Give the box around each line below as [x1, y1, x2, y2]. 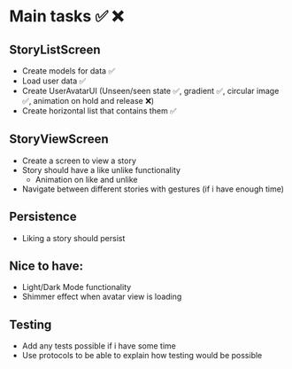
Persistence [9, 209, 77, 224]
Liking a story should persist [21, 232, 126, 243]
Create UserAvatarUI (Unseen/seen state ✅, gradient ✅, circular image [21, 86, 280, 96]
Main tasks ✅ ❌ [9, 6, 124, 27]
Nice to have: [9, 259, 84, 274]
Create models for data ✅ [21, 66, 115, 76]
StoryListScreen [9, 42, 101, 57]
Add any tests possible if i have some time [21, 341, 177, 351]
